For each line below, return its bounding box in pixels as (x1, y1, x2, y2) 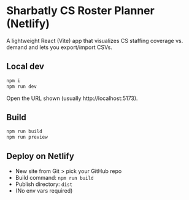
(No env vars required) (15, 187, 73, 194)
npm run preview (6, 134, 48, 140)
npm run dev (6, 83, 37, 90)
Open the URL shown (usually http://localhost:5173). (6, 94, 138, 102)
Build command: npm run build (15, 174, 94, 181)
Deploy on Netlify (6, 151, 75, 161)
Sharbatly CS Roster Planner (6, 4, 155, 18)
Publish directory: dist (15, 180, 72, 188)
